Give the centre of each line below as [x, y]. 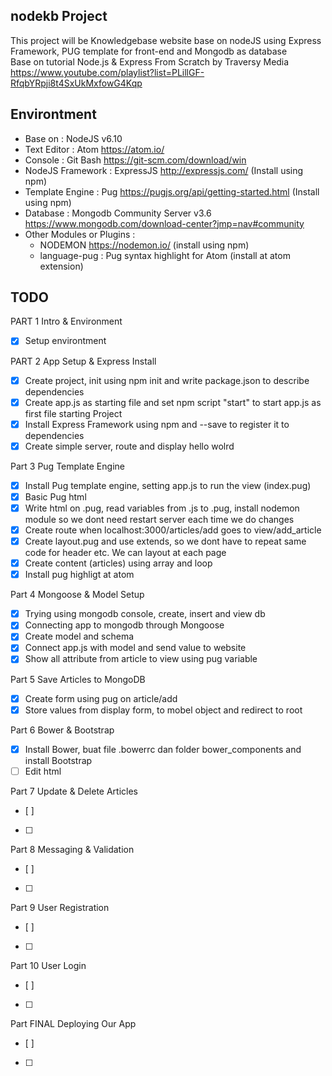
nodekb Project [59, 16]
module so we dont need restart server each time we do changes [159, 519]
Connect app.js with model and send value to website [135, 648]
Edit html [43, 771]
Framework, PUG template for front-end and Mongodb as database [149, 51]
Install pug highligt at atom [79, 575]
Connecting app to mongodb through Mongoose [124, 625]
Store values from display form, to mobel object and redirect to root [163, 710]
